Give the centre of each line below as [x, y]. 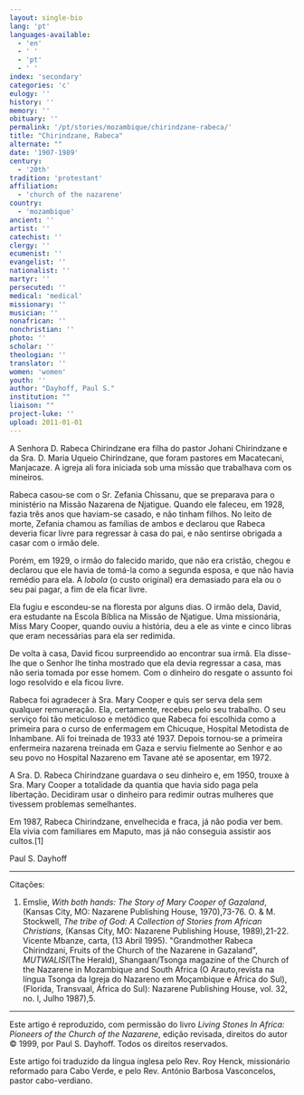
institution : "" [40, 397]
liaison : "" [32, 406]
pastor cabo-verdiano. [51, 1080]
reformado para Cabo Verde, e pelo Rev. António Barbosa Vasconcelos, [142, 1071]
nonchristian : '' [42, 330]
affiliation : [34, 187]
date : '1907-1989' [44, 152]
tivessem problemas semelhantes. [73, 804]
